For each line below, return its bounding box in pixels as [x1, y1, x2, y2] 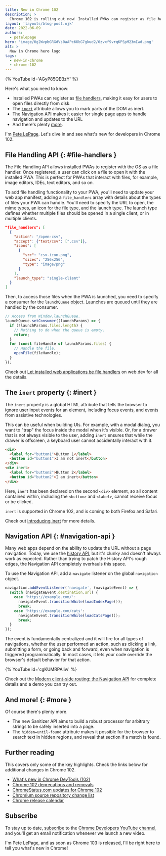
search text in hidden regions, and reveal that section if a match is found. [12, 734, 161, 740]
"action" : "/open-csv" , [14, 234, 63, 239]
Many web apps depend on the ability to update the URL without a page [5, 545, 152, 551]
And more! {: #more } [5, 696, 72, 704]
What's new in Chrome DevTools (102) [12, 776, 90, 782]
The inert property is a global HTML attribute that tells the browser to [5, 401, 147, 407]
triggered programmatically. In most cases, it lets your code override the [5, 652, 152, 658]
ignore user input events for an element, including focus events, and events [5, 407, 159, 413]
